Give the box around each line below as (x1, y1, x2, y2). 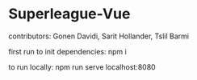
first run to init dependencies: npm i (8, 46, 127, 56)
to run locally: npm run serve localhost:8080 (8, 62, 156, 72)
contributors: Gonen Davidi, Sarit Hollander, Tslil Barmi (8, 31, 190, 41)
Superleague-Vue (8, 5, 131, 23)
